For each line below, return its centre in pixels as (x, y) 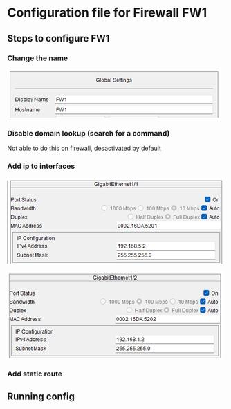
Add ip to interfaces (41, 166)
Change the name (38, 58)
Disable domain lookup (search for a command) (89, 133)
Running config (41, 396)
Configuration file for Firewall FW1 (107, 13)
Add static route (35, 374)
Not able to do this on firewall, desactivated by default (84, 148)
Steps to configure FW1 (58, 38)
